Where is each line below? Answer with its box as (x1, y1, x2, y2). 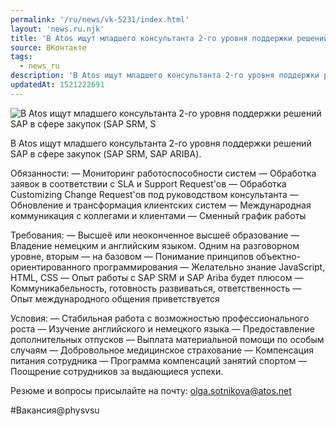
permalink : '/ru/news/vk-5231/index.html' (10, 14, 190, 25)
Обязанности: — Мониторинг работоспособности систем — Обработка (10, 167, 317, 179)
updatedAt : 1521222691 (10, 80, 105, 90)
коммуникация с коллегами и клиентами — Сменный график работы (10, 209, 307, 221)
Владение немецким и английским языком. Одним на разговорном (10, 239, 300, 251)
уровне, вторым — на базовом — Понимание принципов (10, 250, 254, 262)
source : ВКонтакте (10, 42, 87, 53)
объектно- (255, 250, 302, 262)
